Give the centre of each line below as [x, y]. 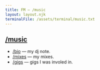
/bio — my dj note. [31, 51]
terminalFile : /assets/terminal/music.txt [50, 19]
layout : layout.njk [25, 14]
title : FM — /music [25, 10]
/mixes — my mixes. [33, 57]
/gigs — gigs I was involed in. [43, 62]
